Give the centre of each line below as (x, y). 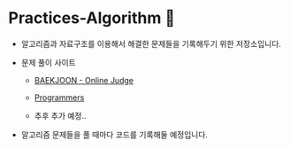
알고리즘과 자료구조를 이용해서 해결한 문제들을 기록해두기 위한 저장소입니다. (151, 43)
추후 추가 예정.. (60, 115)
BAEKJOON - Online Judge (84, 80)
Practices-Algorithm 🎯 (92, 18)
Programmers (59, 97)
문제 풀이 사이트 (48, 62)
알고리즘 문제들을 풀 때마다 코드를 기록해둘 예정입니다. (114, 134)
